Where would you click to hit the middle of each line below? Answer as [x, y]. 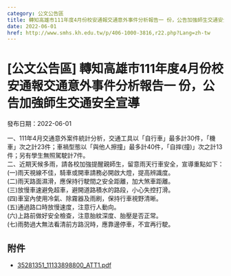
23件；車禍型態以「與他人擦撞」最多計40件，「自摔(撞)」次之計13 [130, 147]
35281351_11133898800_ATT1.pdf [64, 265]
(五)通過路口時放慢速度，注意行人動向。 [64, 207]
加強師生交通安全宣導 [80, 103]
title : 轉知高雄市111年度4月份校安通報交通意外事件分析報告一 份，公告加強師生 [108, 20]
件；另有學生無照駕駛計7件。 [48, 156]
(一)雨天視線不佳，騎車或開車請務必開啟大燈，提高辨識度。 [91, 173]
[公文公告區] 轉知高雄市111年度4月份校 [115, 69]
